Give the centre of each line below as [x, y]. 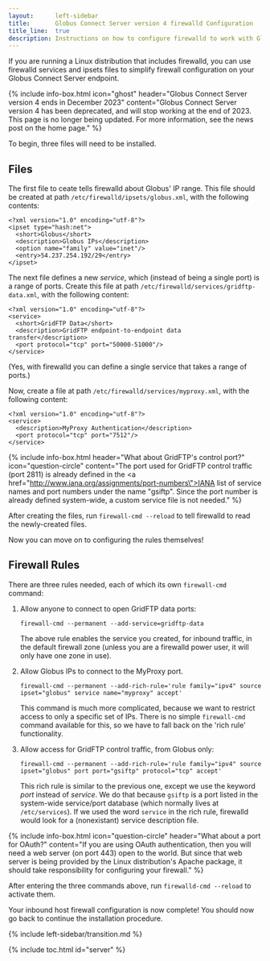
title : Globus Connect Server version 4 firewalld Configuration [131, 23]
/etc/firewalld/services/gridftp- [198, 287]
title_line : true [39, 31]
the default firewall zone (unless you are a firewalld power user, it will [134, 647]
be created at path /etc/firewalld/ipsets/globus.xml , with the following [129, 197]
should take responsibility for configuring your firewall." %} [106, 870]
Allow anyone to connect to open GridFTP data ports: [108, 608]
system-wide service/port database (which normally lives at [119, 803]
